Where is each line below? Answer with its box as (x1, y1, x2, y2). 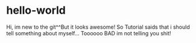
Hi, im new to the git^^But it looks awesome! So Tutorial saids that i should (6, 23, 190, 30)
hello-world (6, 4, 66, 17)
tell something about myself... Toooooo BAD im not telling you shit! (6, 29, 171, 36)
